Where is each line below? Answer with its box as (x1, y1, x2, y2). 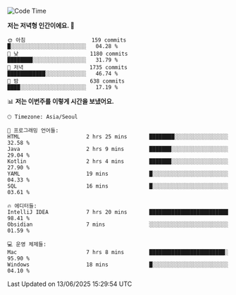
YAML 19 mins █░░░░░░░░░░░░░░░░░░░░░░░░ (7, 170, 229, 177)
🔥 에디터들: (7, 203, 37, 210)
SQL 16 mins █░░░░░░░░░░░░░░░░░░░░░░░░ (7, 183, 229, 190)
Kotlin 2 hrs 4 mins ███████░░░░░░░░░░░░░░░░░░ (7, 158, 229, 165)
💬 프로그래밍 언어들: (7, 127, 59, 134)
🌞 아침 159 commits (7, 37, 127, 44)
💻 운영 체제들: (7, 241, 47, 248)
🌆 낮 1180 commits (7, 50, 128, 57)
